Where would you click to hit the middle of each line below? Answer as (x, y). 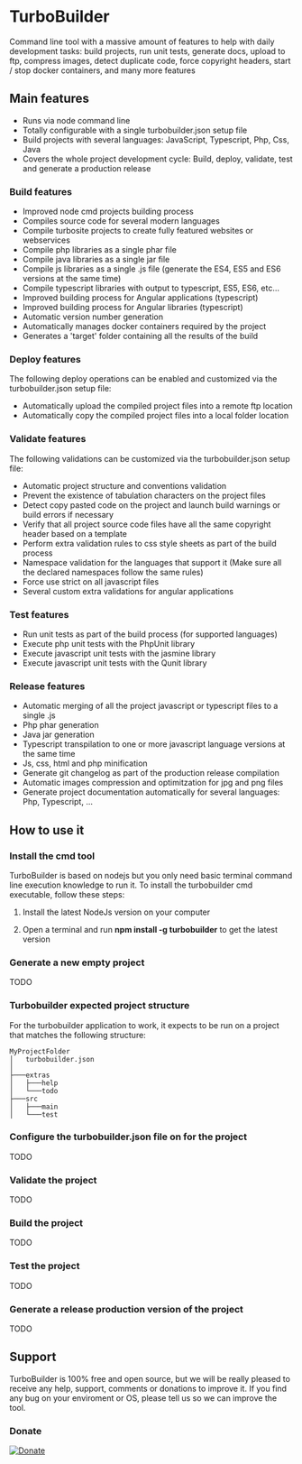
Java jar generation (58, 735)
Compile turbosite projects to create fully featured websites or (138, 231)
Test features (39, 614)
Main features (50, 99)
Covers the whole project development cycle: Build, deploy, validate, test (157, 159)
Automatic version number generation (93, 317)
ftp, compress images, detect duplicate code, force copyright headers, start (150, 60)
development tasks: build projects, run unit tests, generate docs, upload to (147, 51)
